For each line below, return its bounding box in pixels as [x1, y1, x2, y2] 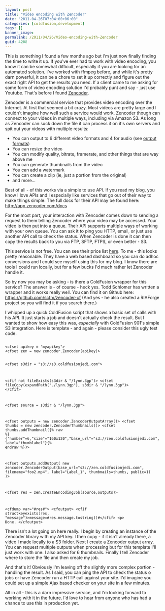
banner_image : [5, 30, 34, 35]
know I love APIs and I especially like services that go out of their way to [5, 192, 152, 198]
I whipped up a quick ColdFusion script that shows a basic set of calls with [5, 309, 157, 315]
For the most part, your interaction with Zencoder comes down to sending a [5, 212, 159, 218]
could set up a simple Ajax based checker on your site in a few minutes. [5, 580, 151, 586]
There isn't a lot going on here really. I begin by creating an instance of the [5, 528, 157, 534]
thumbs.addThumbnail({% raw [5, 427, 63, 433]
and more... [12, 177, 36, 183]
